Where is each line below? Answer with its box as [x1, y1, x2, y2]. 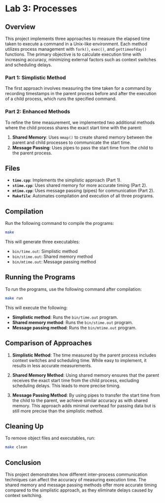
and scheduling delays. [5, 62, 52, 68]
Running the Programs [5, 273, 75, 282]
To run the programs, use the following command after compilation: [5, 286, 142, 292]
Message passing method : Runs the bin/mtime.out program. [12, 324, 137, 330]
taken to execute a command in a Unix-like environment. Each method [5, 41, 148, 47]
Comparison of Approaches [5, 339, 92, 348]
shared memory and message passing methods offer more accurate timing [5, 482, 157, 488]
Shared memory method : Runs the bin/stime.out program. [12, 319, 133, 325]
